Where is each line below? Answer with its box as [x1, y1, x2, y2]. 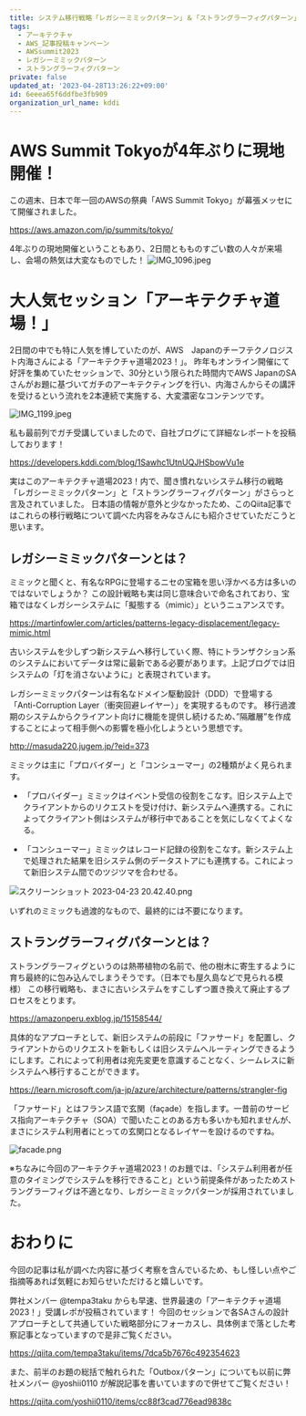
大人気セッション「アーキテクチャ [9, 290, 264, 311]
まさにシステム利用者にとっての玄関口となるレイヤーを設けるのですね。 [9, 1125, 280, 1136]
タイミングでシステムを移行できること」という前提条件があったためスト [25, 1173, 297, 1185]
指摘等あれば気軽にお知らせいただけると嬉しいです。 [9, 1276, 208, 1287]
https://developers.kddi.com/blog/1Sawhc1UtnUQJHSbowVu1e [9, 457, 244, 468]
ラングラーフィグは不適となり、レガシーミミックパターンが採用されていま [9, 1185, 287, 1196]
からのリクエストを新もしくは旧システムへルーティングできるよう [48, 1043, 296, 1054]
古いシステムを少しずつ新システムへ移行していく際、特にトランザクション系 [9, 646, 296, 657]
